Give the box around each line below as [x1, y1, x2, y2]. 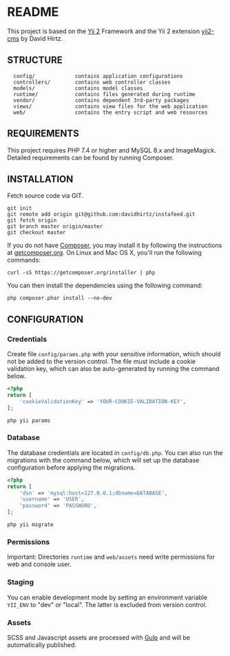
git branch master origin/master [7, 223, 103, 230]
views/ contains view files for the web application [13, 103, 208, 110]
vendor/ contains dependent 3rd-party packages [13, 97, 189, 104]
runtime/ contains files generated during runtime [13, 90, 196, 97]
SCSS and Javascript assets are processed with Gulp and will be [7, 633, 191, 641]
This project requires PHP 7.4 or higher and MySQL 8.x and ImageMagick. [7, 146, 217, 154]
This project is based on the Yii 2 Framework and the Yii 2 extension [7, 27, 200, 35]
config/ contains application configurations [13, 73, 184, 79]
